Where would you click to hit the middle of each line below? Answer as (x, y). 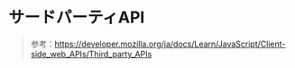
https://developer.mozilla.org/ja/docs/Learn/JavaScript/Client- (170, 44)
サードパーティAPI (77, 17)
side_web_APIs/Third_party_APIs (91, 54)
